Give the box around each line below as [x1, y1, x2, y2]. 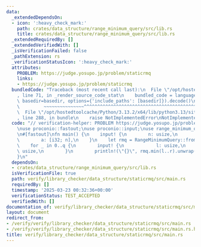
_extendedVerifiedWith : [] [11, 43, 79, 49]
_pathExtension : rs [11, 53, 60, 59]
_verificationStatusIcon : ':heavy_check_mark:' [11, 59, 133, 65]
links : [17, 76, 33, 82]
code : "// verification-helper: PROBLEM [11, 121, 114, 126]
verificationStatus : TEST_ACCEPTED [11, 192, 100, 198]
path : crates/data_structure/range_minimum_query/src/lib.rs [17, 25, 172, 32]
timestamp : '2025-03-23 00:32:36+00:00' [11, 187, 114, 193]
